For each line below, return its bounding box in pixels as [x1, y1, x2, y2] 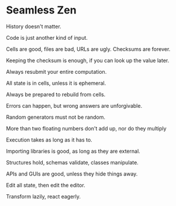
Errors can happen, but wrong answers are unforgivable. [6, 102, 142, 109]
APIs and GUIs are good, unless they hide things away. [6, 170, 138, 177]
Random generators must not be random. [6, 114, 105, 121]
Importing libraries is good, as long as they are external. [6, 147, 140, 154]
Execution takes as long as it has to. [6, 136, 92, 143]
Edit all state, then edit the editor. [6, 181, 86, 188]
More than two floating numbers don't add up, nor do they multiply [6, 125, 167, 132]
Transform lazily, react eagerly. [6, 193, 81, 200]
